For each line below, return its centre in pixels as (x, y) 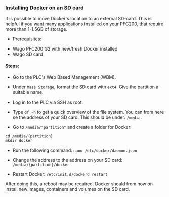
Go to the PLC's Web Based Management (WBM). (64, 77)
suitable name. (28, 92)
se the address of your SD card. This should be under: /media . (77, 117)
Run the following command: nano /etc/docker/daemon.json (75, 150)
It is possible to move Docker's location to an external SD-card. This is (78, 19)
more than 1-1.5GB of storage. (36, 29)
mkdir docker (19, 140)
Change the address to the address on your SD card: (68, 160)
